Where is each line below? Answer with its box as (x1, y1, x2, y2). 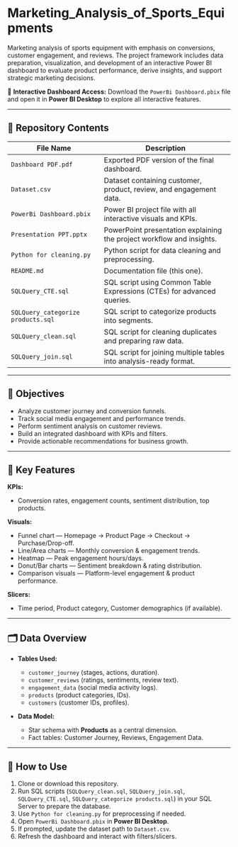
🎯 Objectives (7, 388, 65, 400)
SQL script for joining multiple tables (103, 347, 225, 357)
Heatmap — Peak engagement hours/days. (17, 554, 144, 563)
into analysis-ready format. (103, 356, 195, 366)
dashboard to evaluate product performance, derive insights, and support (7, 66, 222, 74)
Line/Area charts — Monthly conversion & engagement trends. (17, 546, 200, 555)
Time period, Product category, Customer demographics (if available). (17, 604, 222, 612)
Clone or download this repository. (17, 780, 119, 787)
